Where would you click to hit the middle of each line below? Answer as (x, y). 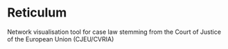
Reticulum (37, 13)
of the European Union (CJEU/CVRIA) (61, 39)
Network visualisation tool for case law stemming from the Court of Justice (114, 32)
